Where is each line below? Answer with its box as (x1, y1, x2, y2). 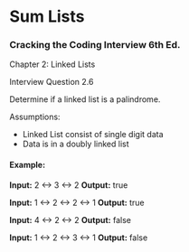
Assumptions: (9, 111, 61, 123)
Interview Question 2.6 (9, 77, 94, 88)
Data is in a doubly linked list (22, 138, 129, 150)
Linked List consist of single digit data (22, 129, 165, 140)
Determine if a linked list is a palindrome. (9, 94, 161, 105)
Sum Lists (9, 6, 85, 27)
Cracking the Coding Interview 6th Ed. (9, 39, 181, 51)
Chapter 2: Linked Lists (9, 59, 96, 70)
